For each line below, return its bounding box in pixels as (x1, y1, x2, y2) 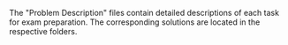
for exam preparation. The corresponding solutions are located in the (9, 17, 261, 27)
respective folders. (9, 26, 78, 36)
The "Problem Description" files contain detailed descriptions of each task (9, 8, 280, 18)
